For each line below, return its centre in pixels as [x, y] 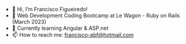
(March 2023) [29, 22]
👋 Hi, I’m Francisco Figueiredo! [50, 9]
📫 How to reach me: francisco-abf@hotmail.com [73, 35]
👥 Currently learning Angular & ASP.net [60, 28]
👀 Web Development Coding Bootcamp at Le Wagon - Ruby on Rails [96, 15]
